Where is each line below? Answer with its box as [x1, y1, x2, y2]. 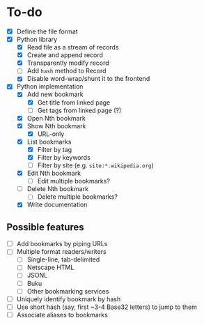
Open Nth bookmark [26, 114, 86, 122]
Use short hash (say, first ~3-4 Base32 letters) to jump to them [16, 303, 198, 311]
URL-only [37, 130, 65, 138]
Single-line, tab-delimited [26, 255, 100, 264]
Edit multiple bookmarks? [37, 177, 111, 186]
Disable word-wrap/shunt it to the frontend [26, 75, 150, 83]
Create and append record [26, 51, 104, 59]
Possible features [6, 221, 84, 233]
